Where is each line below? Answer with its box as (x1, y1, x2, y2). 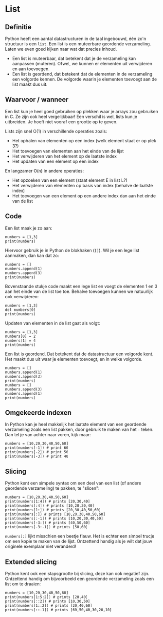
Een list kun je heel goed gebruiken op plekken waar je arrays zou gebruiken (5, 108, 158, 114)
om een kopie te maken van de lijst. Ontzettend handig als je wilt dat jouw (5, 539, 152, 544)
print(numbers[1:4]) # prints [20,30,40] (5, 499, 91, 504)
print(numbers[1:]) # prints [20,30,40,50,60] (5, 508, 101, 513)
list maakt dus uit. (12, 81, 48, 87)
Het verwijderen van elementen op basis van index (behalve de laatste (12, 182, 153, 188)
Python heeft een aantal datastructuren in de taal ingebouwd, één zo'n (5, 36, 146, 41)
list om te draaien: (5, 581, 41, 587)
